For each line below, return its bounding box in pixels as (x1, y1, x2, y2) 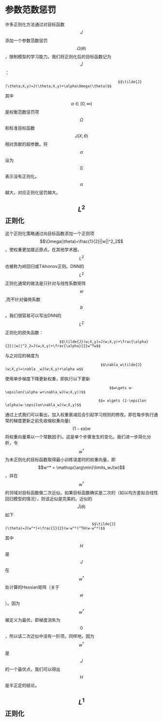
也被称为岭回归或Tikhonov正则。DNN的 (5, 264, 84, 269)
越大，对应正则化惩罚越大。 (5, 189, 61, 195)
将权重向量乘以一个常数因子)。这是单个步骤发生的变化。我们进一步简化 (5, 434, 147, 440)
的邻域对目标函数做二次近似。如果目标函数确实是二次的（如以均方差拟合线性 (5, 490, 158, 496)
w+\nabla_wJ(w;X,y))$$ (39, 389, 86, 394)
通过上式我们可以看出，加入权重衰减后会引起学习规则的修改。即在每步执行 (5, 411, 154, 417)
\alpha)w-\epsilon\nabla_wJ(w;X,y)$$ (5, 402, 81, 407)
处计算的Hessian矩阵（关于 (5, 584, 60, 590)
